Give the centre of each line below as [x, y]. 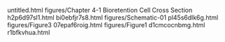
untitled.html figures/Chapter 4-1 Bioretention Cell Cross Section [100, 10]
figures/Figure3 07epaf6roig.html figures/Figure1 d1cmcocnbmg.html [106, 25]
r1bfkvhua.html [29, 32]
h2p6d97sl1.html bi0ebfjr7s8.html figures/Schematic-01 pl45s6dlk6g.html [113, 17]
